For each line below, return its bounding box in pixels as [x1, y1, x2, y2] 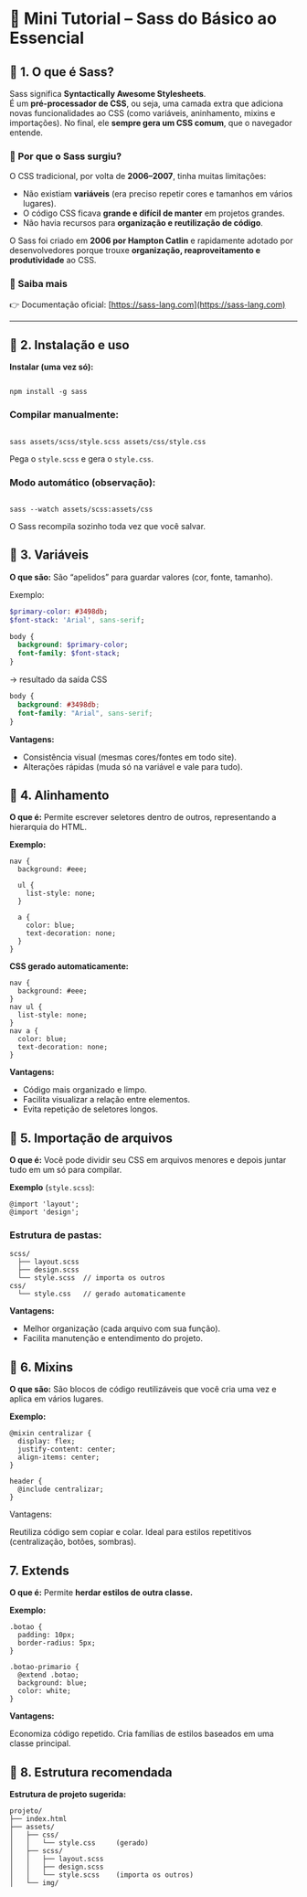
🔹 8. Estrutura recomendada [9, 1764, 173, 1780]
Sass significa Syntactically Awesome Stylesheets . [9, 89, 206, 99]
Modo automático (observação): [9, 475, 156, 488]
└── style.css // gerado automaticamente [17, 1289, 185, 1299]
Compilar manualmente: [9, 409, 119, 421]
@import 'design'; [9, 1208, 79, 1217]
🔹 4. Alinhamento [9, 787, 110, 803]
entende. [9, 127, 44, 138]
